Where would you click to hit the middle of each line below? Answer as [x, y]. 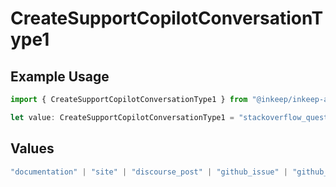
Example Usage [60, 76]
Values [32, 148]
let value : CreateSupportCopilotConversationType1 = [122, 117]
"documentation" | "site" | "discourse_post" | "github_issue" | [149, 172]
